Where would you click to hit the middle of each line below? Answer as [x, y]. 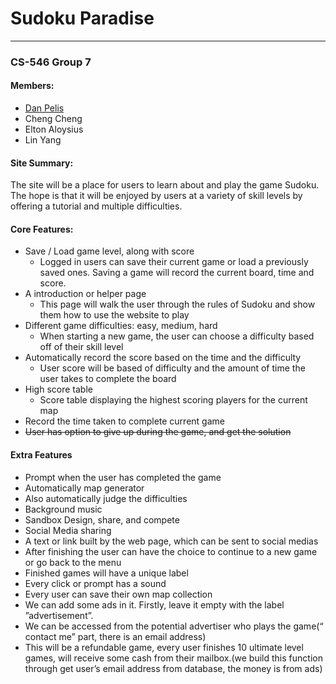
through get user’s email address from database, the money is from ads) [173, 668]
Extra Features [41, 455]
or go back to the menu [73, 562]
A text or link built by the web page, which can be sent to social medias [171, 541]
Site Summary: [42, 163]
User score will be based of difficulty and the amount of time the [172, 368]
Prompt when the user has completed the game [123, 477]
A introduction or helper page [85, 294]
